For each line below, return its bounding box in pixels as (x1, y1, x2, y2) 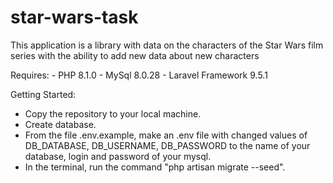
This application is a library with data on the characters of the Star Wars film (10, 39, 324, 51)
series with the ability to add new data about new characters (10, 49, 260, 61)
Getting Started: (10, 88, 77, 100)
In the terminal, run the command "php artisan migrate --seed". (24, 161, 286, 173)
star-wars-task (10, 6, 139, 29)
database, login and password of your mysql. (24, 150, 212, 162)
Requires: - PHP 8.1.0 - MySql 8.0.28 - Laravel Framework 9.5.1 (10, 69, 268, 81)
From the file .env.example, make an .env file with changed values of (24, 129, 308, 141)
